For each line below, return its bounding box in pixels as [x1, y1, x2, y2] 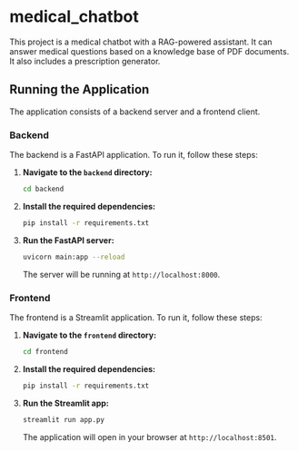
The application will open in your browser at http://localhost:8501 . [22, 431, 277, 442]
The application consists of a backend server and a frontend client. [9, 106, 261, 117]
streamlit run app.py [22, 415, 104, 424]
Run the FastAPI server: [22, 234, 115, 246]
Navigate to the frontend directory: [22, 329, 157, 340]
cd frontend [22, 347, 68, 356]
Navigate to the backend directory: [22, 167, 153, 178]
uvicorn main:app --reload [22, 252, 125, 261]
